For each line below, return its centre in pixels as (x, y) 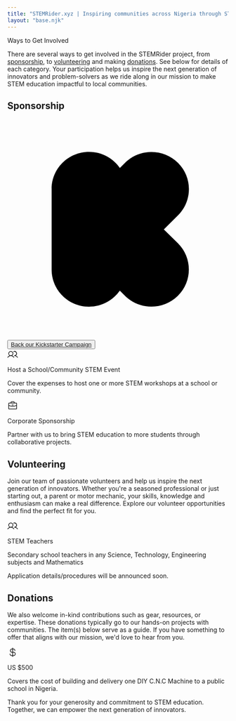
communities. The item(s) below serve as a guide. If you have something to (116, 630)
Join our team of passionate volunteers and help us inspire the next (105, 481)
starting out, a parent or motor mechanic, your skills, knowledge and (106, 496)
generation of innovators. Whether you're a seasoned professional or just (113, 489)
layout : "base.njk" (36, 20)
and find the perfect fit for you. (52, 511)
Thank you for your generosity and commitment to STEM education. (106, 702)
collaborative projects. (40, 442)
